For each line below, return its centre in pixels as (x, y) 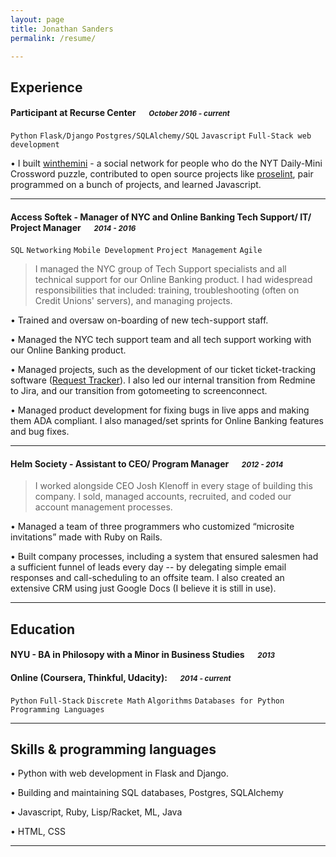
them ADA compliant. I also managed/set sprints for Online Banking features (167, 421)
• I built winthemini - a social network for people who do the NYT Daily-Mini (166, 163)
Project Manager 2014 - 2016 (73, 227)
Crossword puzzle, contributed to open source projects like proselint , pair (162, 173)
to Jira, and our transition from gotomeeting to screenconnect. (139, 391)
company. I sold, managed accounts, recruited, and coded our (163, 497)
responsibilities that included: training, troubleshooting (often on (167, 290)
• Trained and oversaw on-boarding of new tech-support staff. (139, 320)
